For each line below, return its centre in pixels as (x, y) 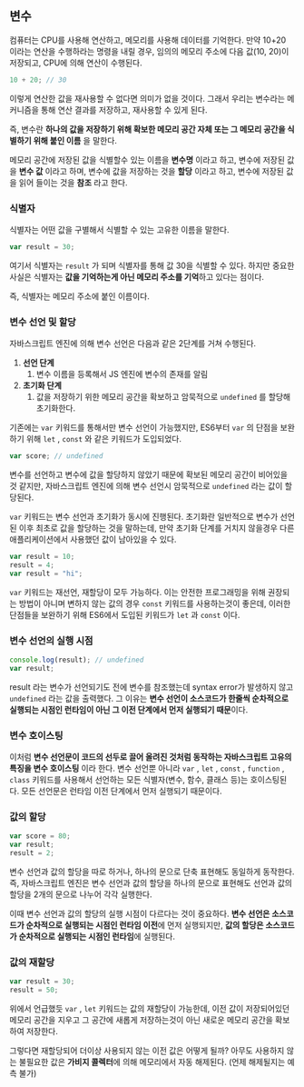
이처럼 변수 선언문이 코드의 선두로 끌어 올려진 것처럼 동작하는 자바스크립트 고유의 (151, 757)
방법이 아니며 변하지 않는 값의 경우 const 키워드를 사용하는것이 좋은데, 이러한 (155, 603)
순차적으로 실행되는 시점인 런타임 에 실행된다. (97, 936)
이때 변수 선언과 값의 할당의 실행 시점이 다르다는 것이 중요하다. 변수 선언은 (140, 913)
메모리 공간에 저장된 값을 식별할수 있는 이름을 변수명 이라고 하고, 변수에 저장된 (147, 160)
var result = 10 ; (42, 557)
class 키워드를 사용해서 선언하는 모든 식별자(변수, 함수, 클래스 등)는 (129, 779)
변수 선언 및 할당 (43, 322)
